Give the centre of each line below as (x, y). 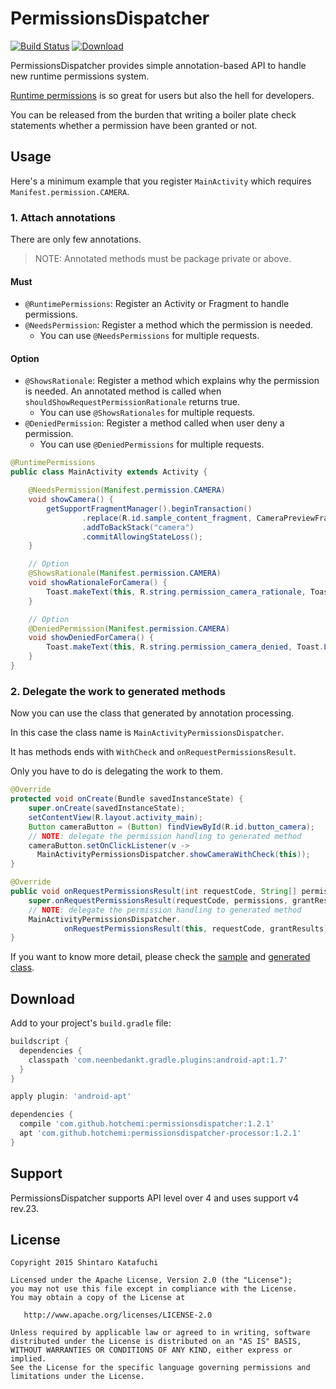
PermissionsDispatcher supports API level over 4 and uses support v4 (155, 1198)
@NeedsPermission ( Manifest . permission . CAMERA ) (127, 490)
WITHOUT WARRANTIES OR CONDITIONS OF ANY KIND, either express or (151, 1350)
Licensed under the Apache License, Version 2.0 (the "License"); (151, 1280)
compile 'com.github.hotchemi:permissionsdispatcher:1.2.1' (147, 1124)
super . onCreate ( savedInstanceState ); (107, 808)
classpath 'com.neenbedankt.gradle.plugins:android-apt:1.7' (158, 1060)
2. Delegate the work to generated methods (118, 691)
